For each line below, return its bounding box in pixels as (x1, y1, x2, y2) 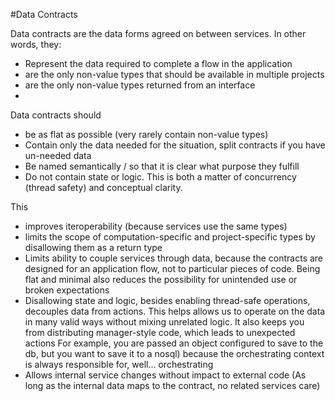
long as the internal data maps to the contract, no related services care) (24, 380, 321, 391)
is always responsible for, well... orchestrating (24, 359, 214, 370)
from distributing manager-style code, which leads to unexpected (24, 327, 296, 338)
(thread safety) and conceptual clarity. (24, 182, 183, 193)
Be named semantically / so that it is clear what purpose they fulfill (24, 160, 300, 172)
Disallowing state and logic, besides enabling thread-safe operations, (24, 295, 311, 306)
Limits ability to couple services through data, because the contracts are (24, 252, 324, 264)
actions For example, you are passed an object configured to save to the (24, 337, 324, 349)
